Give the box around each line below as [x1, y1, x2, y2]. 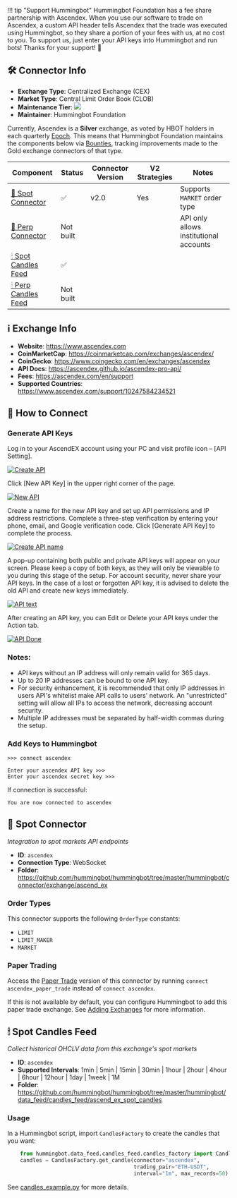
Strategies [137, 172, 173, 182]
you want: [7, 1137, 37, 1145]
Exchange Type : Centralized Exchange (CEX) [17, 87, 150, 95]
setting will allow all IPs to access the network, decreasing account [17, 698, 213, 707]
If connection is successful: [7, 785, 87, 794]
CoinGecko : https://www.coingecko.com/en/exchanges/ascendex [17, 356, 210, 365]
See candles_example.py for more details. [7, 1182, 129, 1191]
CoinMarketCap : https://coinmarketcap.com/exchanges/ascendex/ [17, 349, 214, 358]
